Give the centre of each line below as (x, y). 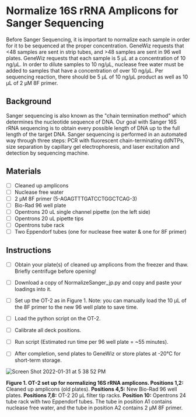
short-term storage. (38, 360)
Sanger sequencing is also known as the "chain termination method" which (96, 115)
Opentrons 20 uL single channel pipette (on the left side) (82, 211)
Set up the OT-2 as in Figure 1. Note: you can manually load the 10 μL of (100, 300)
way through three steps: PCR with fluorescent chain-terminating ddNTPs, (95, 140)
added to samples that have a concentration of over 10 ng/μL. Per (85, 70)
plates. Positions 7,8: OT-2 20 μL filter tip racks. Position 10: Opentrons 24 (96, 395)
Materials (24, 171)
